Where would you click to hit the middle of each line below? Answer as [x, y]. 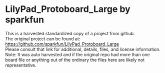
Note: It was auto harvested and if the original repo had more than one [77, 54]
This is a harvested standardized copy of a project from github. [70, 33]
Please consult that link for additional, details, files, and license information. [83, 49]
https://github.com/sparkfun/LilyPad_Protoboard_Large [62, 44]
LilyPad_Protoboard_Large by [68, 9]
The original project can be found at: [43, 39]
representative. [21, 65]
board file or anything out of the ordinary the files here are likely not [75, 60]
